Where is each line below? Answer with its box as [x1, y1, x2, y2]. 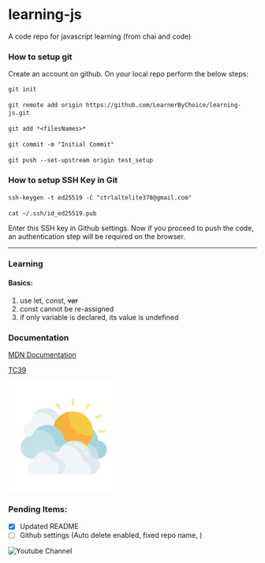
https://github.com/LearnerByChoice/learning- [85, 101, 242, 110]
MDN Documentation [8, 349, 77, 360]
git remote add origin [8, 101, 83, 110]
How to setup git [8, 51, 73, 62]
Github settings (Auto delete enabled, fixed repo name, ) [19, 531, 203, 540]
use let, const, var [19, 296, 79, 305]
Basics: [8, 278, 33, 288]
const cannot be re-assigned [19, 304, 114, 313]
